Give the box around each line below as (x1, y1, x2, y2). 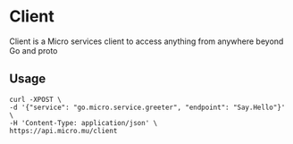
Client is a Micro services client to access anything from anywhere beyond (9, 36, 284, 47)
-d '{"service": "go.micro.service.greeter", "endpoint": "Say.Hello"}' (9, 103, 286, 112)
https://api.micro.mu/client (9, 126, 118, 135)
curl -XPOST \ (9, 95, 63, 104)
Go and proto (9, 45, 58, 55)
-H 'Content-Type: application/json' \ (9, 118, 158, 127)
